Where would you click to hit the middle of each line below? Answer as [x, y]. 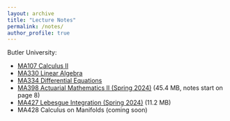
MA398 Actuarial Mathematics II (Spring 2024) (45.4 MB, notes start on [120, 88]
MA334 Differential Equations [60, 81]
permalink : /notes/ [36, 26]
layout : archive [31, 13]
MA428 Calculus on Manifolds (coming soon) [82, 110]
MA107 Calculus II [43, 66]
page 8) [29, 95]
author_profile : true [39, 33]
